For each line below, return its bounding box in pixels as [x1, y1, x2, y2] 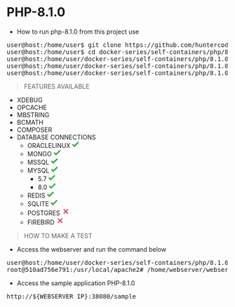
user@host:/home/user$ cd [6, 48, 96, 56]
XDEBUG [16, 95, 43, 104]
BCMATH [16, 118, 43, 126]
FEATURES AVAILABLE [23, 82, 90, 90]
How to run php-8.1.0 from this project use [16, 27, 140, 36]
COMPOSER [16, 125, 53, 134]
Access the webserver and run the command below [16, 245, 166, 253]
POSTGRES [27, 208, 60, 217]
